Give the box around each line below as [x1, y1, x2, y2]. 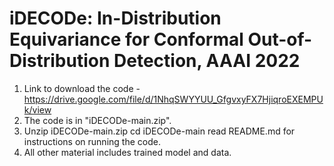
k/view [23, 103, 52, 116]
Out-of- [247, 28, 313, 51]
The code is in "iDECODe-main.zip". [23, 114, 172, 126]
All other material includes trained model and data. [23, 146, 232, 158]
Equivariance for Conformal [9, 28, 244, 51]
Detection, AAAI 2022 [113, 50, 301, 72]
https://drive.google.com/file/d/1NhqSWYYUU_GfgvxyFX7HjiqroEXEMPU [23, 93, 324, 105]
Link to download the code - [23, 82, 141, 94]
